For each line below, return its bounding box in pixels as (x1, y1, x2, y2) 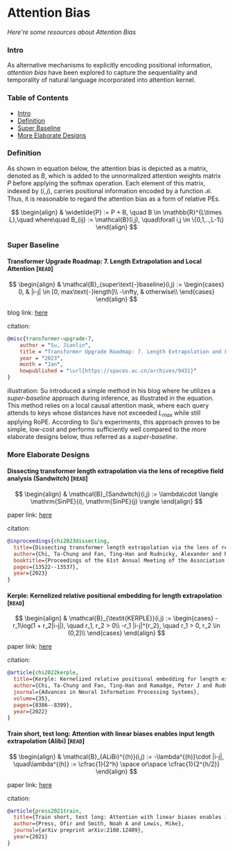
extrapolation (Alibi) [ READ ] (7, 736, 85, 745)
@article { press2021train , (7, 807, 82, 814)
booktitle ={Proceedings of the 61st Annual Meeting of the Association (13, 557, 225, 564)
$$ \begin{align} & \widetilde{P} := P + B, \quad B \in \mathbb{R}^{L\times (11, 208, 222, 216)
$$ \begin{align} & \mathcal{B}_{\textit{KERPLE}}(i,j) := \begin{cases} (15, 614, 214, 622)
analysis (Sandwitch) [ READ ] (7, 474, 88, 483)
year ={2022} (13, 708, 49, 715)
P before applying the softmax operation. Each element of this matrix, (7, 179, 206, 187)
